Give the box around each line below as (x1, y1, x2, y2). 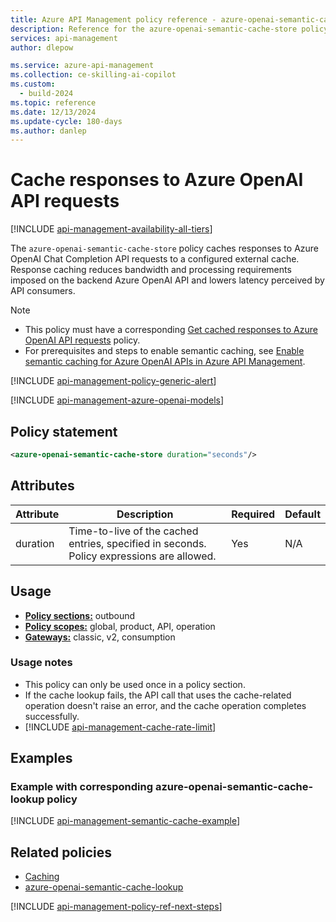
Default (284, 507, 321, 521)
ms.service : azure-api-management (10, 61, 155, 71)
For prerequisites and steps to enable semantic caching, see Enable (24, 345, 305, 357)
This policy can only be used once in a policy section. (24, 678, 246, 690)
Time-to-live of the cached (68, 524, 199, 538)
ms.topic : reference (10, 97, 97, 108)
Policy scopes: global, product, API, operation (24, 620, 216, 632)
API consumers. (10, 285, 76, 297)
